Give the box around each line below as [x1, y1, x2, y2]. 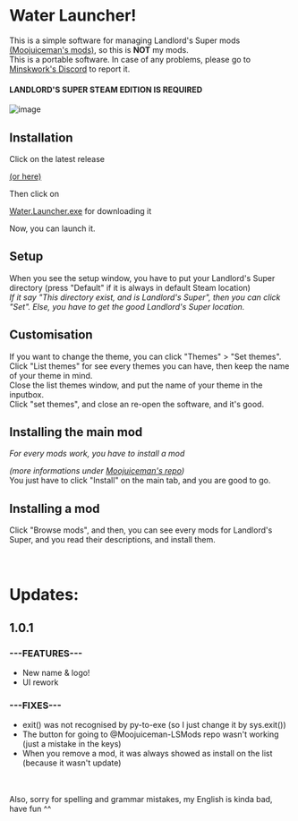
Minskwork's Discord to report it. [9, 64, 131, 74]
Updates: [9, 585, 79, 605]
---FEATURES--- [9, 646, 83, 659]
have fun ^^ [9, 803, 52, 815]
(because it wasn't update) [21, 757, 122, 768]
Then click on [9, 188, 60, 199]
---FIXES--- [9, 699, 62, 712]
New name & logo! [21, 668, 90, 679]
